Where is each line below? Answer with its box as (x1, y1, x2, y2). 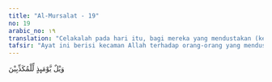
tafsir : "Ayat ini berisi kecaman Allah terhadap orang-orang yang (8, 42, 241, 50)
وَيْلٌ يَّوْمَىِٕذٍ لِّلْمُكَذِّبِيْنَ (8, 64, 65, 73)
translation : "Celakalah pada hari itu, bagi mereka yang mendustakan (8, 34, 252, 43)
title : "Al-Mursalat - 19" (8, 11, 100, 20)
